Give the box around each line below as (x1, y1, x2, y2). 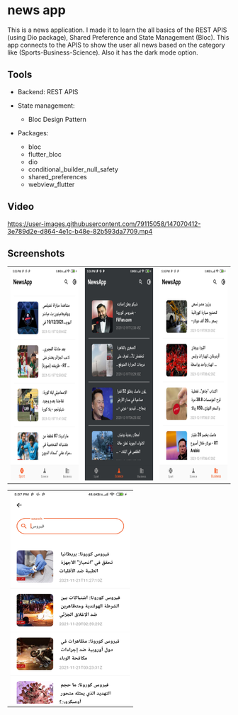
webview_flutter (28, 180, 75, 188)
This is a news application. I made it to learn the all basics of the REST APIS (7, 26, 227, 34)
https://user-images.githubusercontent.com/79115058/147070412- (7, 219, 201, 228)
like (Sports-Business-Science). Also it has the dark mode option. (7, 48, 198, 57)
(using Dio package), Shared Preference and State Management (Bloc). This (7, 33, 229, 41)
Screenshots (7, 247, 65, 259)
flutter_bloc (28, 150, 62, 158)
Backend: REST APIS (17, 87, 79, 96)
